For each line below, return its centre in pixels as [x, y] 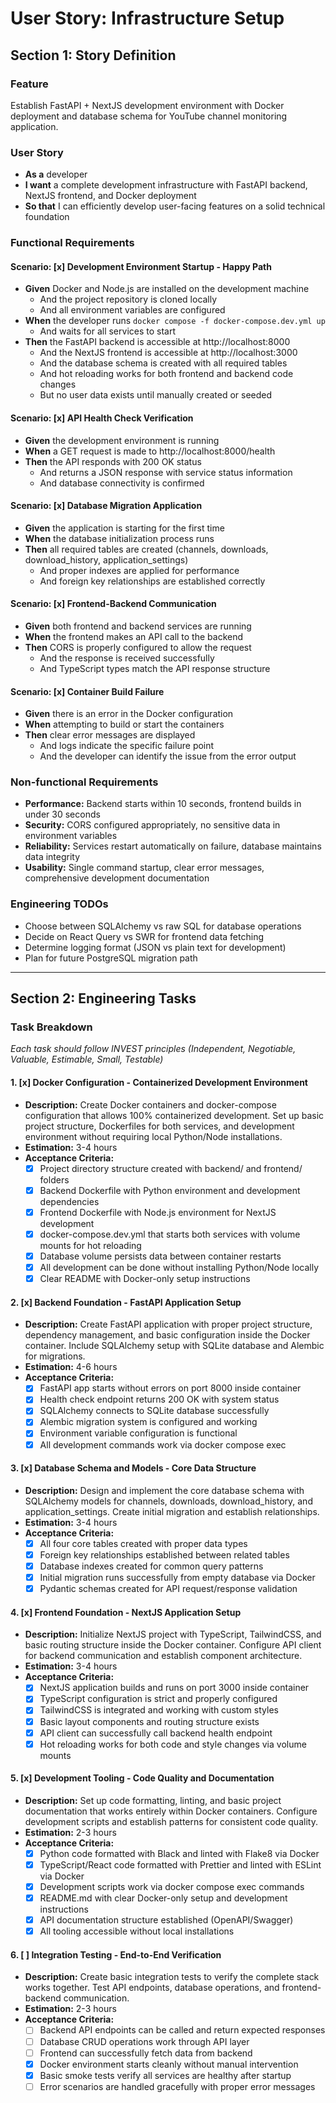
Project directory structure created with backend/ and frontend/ [171, 1168]
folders [54, 1179]
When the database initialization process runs [119, 538]
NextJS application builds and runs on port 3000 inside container [174, 1688]
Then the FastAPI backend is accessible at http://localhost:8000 [157, 342]
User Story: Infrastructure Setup [147, 18]
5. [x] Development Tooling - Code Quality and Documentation [142, 1778]
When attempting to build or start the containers [124, 724]
